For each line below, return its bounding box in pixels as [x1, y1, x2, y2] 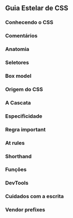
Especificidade [5, 112, 42, 119]
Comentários [5, 32, 37, 39]
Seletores [5, 59, 29, 66]
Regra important [5, 126, 46, 133]
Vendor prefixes [5, 207, 45, 214]
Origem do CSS [5, 86, 43, 93]
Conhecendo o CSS [5, 19, 53, 26]
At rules [5, 139, 25, 146]
